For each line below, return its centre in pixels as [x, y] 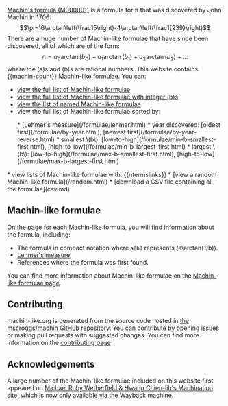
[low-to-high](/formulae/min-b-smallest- [159, 139]
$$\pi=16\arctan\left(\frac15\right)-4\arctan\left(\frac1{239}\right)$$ [115, 28]
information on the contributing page [59, 343]
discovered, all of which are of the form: [63, 46]
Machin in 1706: [29, 17]
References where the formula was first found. [83, 262]
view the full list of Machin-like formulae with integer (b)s [98, 97]
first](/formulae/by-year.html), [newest [71, 132]
